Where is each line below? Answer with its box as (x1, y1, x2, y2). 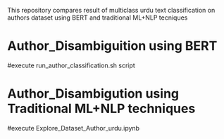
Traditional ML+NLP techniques (7, 101, 196, 117)
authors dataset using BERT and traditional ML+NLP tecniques (7, 13, 188, 22)
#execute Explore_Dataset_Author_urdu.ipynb (7, 124, 139, 132)
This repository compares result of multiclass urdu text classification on (7, 6, 216, 14)
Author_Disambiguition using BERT (7, 38, 218, 54)
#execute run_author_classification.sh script (7, 61, 135, 69)
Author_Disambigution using (7, 86, 180, 102)
